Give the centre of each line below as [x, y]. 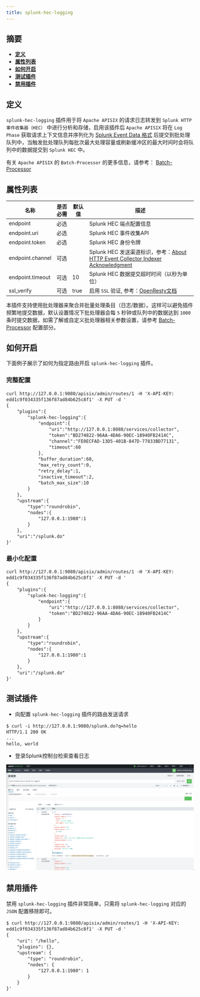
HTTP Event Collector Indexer [125, 258]
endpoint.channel [30, 258]
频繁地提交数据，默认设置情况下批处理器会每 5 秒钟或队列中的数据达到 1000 [99, 312]
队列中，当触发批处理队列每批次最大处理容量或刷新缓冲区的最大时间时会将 [97, 142]
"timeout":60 [65, 447]
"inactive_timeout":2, [66, 477]
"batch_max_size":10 [63, 483]
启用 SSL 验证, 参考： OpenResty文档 [133, 291]
